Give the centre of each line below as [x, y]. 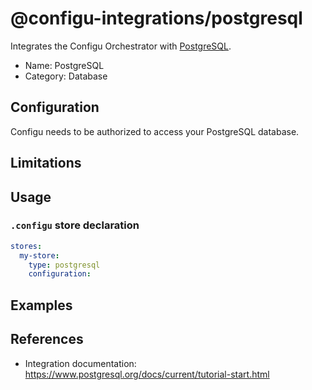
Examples [41, 305]
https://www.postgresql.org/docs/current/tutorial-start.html [147, 374]
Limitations [46, 163]
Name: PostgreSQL [64, 65]
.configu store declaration [75, 225]
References [47, 339]
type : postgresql [64, 265]
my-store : [39, 255]
